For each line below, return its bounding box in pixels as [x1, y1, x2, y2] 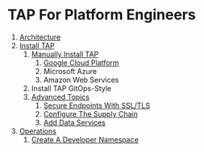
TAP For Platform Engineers [7, 6, 197, 24]
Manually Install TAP [31, 49, 99, 59]
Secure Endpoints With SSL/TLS [43, 101, 151, 110]
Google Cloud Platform [43, 58, 119, 68]
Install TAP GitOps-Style [31, 83, 112, 93]
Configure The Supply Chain [43, 109, 138, 118]
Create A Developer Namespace [31, 134, 139, 144]
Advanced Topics [31, 92, 90, 101]
